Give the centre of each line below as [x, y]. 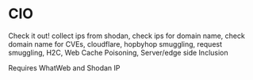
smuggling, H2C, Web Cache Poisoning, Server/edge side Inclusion [118, 52]
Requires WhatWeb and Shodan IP [64, 67]
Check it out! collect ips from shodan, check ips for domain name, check [127, 36]
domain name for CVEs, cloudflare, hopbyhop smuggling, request [115, 44]
